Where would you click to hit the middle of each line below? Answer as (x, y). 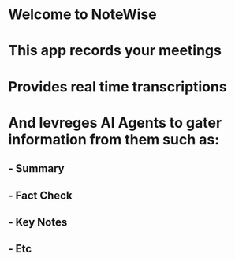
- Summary (36, 168)
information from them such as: (114, 139)
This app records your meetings (115, 51)
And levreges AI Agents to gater (115, 123)
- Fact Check (40, 195)
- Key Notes (38, 222)
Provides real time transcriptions (117, 86)
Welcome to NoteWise (82, 15)
